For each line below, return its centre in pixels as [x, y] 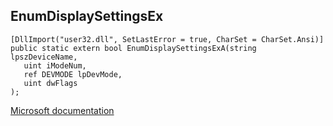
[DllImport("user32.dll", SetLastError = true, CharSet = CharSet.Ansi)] [167, 39]
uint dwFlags [50, 83]
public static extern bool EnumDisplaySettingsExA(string [133, 48]
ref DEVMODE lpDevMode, [73, 74]
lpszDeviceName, [44, 57]
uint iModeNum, [55, 65]
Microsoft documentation [62, 110]
